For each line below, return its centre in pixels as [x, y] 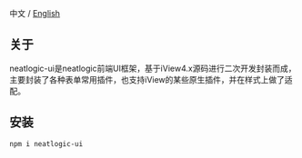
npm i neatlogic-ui [46, 143]
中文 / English [35, 13]
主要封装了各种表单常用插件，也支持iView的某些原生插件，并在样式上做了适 [151, 79]
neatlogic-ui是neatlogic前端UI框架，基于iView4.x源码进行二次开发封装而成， [153, 68]
